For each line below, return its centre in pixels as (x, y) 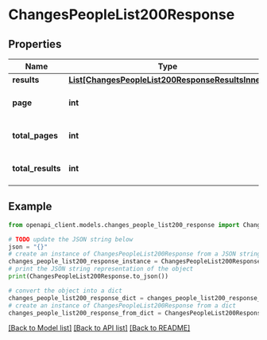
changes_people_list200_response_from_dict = (85, 313)
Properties (35, 44)
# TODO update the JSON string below (71, 239)
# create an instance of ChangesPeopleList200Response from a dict (122, 305)
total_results (37, 168)
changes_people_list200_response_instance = (83, 262)
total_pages (35, 135)
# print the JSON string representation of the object (101, 269)
